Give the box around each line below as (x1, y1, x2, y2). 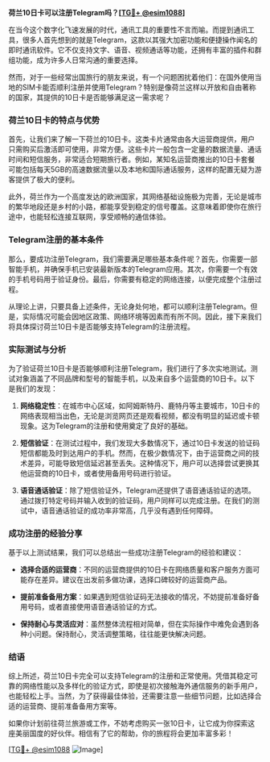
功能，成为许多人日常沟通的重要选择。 (14, 56, 142, 65)
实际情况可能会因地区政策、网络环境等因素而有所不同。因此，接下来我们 (22, 311, 262, 321)
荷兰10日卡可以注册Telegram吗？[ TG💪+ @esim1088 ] (8, 8, 186, 17)
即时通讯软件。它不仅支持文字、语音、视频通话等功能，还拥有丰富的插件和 (8, 45, 255, 55)
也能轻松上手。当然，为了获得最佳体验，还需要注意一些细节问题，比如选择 (8, 691, 255, 701)
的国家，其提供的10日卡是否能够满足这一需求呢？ (8, 93, 171, 102)
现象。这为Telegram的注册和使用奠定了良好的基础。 (19, 421, 193, 431)
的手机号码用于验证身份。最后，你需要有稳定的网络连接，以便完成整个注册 (8, 274, 255, 284)
